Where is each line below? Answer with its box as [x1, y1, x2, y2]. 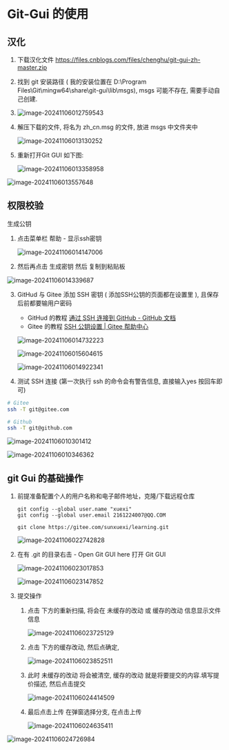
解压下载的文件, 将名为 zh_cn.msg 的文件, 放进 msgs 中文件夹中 [17, 123, 199, 131]
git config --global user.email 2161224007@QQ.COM [17, 512, 166, 519]
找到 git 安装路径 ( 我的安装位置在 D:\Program [17, 77, 147, 86]
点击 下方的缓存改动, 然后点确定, [27, 643, 119, 651]
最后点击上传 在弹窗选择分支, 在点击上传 [27, 708, 142, 716]
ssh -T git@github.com [7, 425, 72, 432]
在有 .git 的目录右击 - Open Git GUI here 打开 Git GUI [17, 550, 166, 559]
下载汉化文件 [17, 56, 54, 64]
